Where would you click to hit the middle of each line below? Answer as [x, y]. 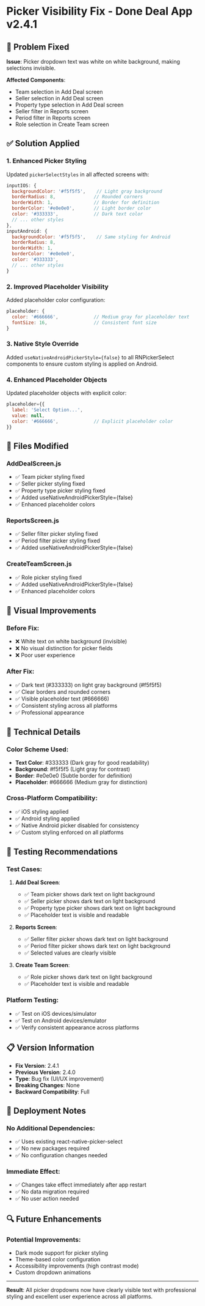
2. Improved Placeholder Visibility [57, 287]
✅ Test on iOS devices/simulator [56, 1013]
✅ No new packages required [52, 1149]
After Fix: [20, 672]
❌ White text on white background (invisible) [71, 642]
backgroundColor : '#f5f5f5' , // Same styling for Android [91, 237]
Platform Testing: [33, 1000]
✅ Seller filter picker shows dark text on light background [96, 939]
